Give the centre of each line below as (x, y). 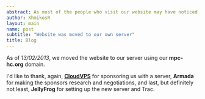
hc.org (15, 64)
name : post (20, 29)
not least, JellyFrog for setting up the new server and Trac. (81, 89)
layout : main (23, 23)
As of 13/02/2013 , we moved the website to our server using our (87, 58)
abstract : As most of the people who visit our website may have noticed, (103, 12)
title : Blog (21, 40)
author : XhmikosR (28, 18)
